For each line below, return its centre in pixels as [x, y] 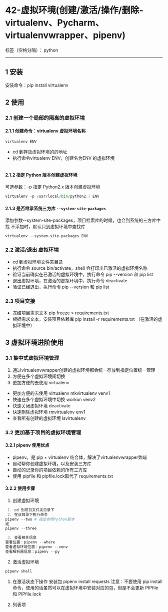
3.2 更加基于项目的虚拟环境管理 [43, 432]
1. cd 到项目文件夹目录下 [31, 510]
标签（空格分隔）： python [32, 50]
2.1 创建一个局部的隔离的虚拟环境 [45, 118]
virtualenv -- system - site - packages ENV [47, 236]
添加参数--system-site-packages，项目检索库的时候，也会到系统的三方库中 [83, 220]
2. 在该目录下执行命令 [27, 514]
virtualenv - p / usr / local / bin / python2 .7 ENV [52, 196]
